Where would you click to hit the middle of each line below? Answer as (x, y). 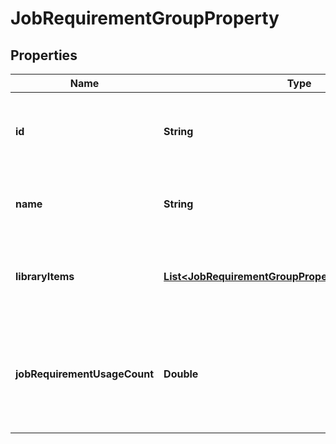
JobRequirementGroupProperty (145, 18)
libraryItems (45, 276)
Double (181, 374)
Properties (44, 55)
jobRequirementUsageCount (85, 374)
